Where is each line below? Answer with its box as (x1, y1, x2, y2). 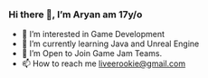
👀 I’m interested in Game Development (21, 29, 165, 40)
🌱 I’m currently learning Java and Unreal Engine (21, 38, 200, 49)
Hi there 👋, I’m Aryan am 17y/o (8, 8, 143, 21)
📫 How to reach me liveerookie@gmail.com (21, 58, 186, 69)
